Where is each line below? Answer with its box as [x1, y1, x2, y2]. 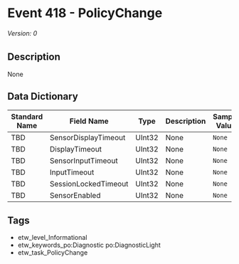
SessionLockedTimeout [49, 179, 129, 189]
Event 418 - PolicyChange [7, 5, 163, 21]
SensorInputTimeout [49, 155, 119, 165]
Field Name [69, 116, 109, 126]
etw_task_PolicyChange [17, 248, 88, 257]
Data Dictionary [7, 90, 78, 102]
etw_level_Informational [17, 233, 87, 242]
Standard [11, 112, 43, 122]
